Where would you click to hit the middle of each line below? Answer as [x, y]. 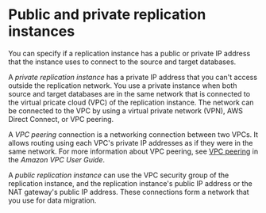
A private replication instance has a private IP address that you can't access [133, 77]
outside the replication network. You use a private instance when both [123, 86]
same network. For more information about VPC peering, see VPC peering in [133, 151]
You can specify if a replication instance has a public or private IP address [129, 53]
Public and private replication [107, 15]
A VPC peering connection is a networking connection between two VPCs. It [133, 134]
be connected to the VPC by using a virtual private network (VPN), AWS [126, 110]
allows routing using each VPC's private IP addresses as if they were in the [131, 143]
